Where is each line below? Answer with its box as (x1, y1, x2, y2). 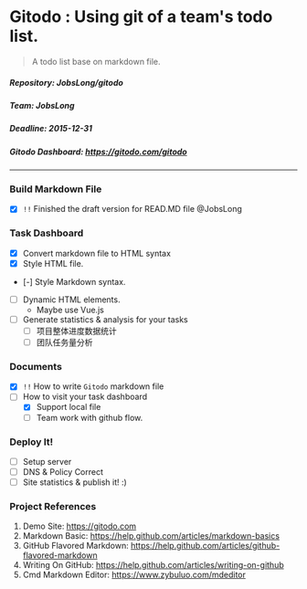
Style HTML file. (22, 258, 84, 268)
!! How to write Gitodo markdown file (22, 381, 164, 392)
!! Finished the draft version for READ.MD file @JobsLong (22, 204, 242, 215)
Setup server (22, 456, 72, 467)
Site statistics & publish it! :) (22, 477, 128, 488)
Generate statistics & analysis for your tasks (22, 313, 189, 325)
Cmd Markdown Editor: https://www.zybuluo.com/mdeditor (22, 569, 247, 581)
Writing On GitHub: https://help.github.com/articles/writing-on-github (22, 560, 285, 571)
